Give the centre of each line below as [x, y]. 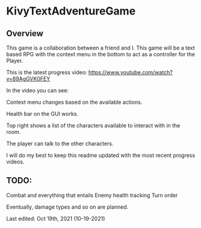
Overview [25, 33]
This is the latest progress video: [47, 72]
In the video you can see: [38, 90]
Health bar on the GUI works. [42, 114]
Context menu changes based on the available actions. [74, 102]
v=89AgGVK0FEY [28, 79]
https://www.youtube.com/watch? [131, 72]
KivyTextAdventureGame [71, 11]
